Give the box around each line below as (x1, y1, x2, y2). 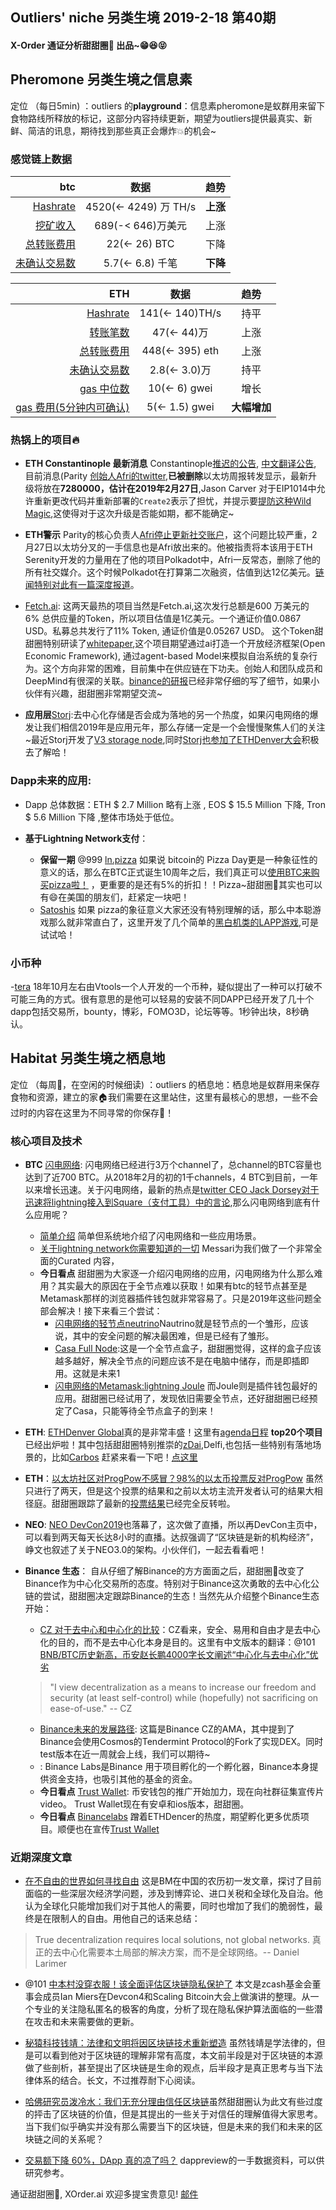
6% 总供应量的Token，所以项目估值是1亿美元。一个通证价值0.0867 (24, 613, 302, 625)
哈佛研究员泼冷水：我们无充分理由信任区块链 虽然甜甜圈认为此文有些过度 (24, 2096, 323, 2108)
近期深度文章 (10, 1851, 73, 1865)
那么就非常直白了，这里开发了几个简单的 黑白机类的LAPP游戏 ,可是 (48, 916, 320, 928)
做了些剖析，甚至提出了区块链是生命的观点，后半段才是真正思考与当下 (24, 2062, 315, 2074)
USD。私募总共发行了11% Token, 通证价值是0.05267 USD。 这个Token (24, 625, 315, 637)
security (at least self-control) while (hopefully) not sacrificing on (49, 1692, 319, 1704)
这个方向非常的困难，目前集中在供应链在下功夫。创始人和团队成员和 (42, 663, 323, 675)
